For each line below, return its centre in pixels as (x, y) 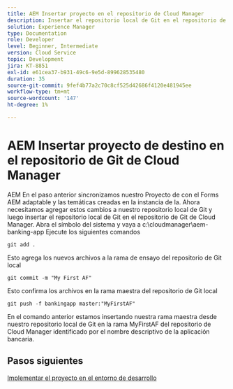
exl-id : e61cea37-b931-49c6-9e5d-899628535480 (76, 72)
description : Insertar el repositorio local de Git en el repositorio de (117, 20)
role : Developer (31, 40)
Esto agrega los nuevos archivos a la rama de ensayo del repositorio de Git (114, 257)
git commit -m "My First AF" (50, 278)
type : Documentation (37, 33)
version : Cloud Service (42, 53)
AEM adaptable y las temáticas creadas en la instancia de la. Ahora (104, 202)
